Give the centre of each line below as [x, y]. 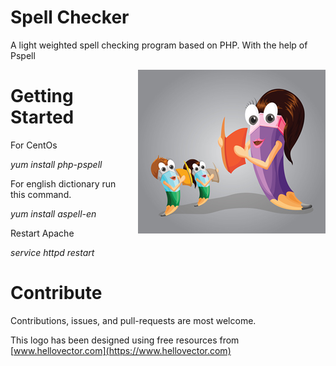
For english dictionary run [63, 183]
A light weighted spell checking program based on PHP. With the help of [159, 45]
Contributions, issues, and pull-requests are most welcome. [133, 320]
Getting [42, 96]
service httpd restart [52, 252]
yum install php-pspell [56, 164]
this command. [41, 194]
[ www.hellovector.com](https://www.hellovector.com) [121, 350]
